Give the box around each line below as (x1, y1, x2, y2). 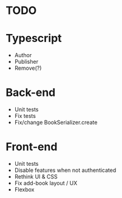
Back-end (5, 86, 56, 100)
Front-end (5, 140, 58, 154)
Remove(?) (14, 64, 42, 72)
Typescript (5, 32, 62, 46)
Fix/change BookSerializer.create (14, 119, 98, 126)
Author (14, 52, 32, 59)
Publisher (14, 58, 39, 66)
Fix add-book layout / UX (14, 180, 78, 186)
